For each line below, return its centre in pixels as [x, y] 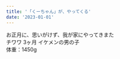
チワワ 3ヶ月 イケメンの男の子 [43, 42]
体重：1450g [22, 49]
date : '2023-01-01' [30, 17]
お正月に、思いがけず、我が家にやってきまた [60, 35]
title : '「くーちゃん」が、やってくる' [49, 12]
